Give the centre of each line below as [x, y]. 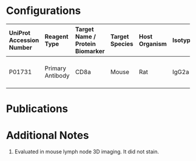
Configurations [43, 11]
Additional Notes [48, 136]
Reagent [57, 36]
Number [20, 47]
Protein [85, 44]
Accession [24, 40]
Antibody [57, 75]
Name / [85, 36]
